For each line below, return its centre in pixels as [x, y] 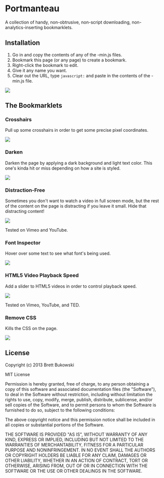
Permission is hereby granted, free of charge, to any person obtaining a [77, 384]
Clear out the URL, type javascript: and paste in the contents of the [81, 75]
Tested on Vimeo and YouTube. [37, 230]
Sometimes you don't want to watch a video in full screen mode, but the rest [82, 201]
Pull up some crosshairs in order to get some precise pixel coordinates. [77, 130]
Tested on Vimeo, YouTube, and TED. [43, 305]
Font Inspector [23, 242]
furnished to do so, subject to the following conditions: [60, 410]
